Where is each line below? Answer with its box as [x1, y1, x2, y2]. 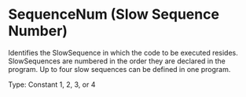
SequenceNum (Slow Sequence [8, 5, 220, 23]
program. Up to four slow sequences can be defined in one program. [8, 64, 231, 74]
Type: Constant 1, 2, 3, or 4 [8, 80, 96, 89]
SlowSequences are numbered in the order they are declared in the [8, 56, 226, 66]
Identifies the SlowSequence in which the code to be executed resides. [8, 48, 238, 57]
